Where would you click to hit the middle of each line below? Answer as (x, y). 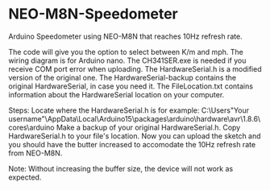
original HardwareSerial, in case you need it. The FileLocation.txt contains (131, 86)
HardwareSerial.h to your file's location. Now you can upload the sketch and (135, 136)
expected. (25, 177)
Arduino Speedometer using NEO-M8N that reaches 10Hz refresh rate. (126, 36)
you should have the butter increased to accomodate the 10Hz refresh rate (132, 144)
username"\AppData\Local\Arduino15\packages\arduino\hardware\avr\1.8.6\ (135, 118)
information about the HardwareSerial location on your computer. (116, 94)
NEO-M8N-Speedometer (93, 14)
